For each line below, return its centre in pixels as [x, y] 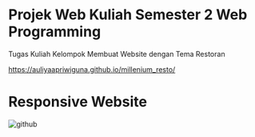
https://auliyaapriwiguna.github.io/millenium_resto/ [92, 69]
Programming [55, 32]
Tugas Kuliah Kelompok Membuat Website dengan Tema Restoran [117, 54]
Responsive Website [78, 102]
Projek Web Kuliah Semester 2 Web [128, 15]
